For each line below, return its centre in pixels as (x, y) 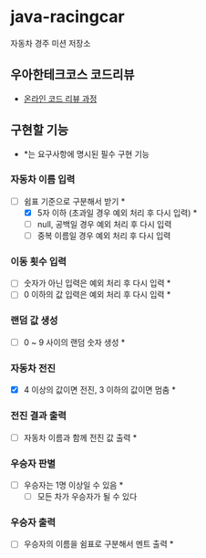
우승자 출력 (33, 522)
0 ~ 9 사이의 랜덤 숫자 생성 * (74, 342)
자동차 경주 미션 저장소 (51, 43)
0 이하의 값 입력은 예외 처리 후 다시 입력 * (97, 295)
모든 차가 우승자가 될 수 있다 (87, 496)
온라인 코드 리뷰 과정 (60, 99)
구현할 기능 (40, 130)
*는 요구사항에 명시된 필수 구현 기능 (86, 153)
